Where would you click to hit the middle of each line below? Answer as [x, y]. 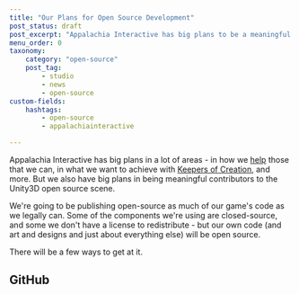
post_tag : [44, 68]
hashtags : [44, 110]
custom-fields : [38, 101]
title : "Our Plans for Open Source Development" [102, 18]
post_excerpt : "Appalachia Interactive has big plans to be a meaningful [150, 34]
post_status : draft [46, 26]
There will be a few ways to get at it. [76, 252]
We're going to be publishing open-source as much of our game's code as [147, 206]
